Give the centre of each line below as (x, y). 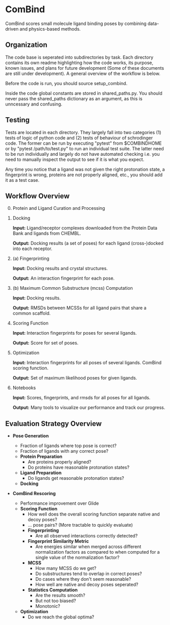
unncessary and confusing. (34, 104)
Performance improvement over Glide (59, 503)
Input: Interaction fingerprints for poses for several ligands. (75, 333)
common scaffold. (31, 313)
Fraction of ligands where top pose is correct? (68, 446)
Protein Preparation (41, 456)
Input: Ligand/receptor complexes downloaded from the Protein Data (85, 228)
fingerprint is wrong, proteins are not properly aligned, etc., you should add (84, 175)
